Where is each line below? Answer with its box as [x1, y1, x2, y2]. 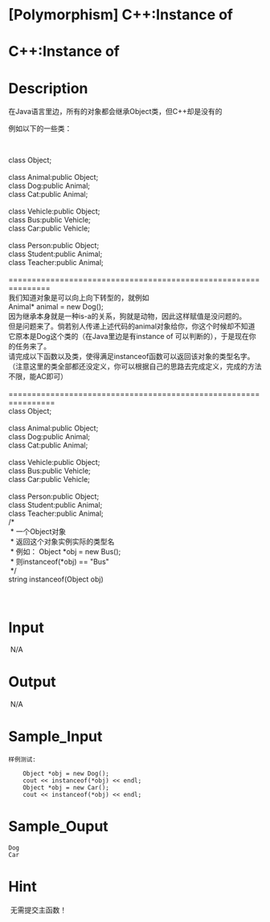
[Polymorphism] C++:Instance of [8, 6, 234, 24]
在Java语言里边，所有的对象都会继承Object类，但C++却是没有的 [8, 107, 223, 116]
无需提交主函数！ [10, 905, 67, 915]
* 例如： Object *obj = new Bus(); [10, 547, 121, 557]
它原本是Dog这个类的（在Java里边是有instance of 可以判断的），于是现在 [8, 332, 249, 341]
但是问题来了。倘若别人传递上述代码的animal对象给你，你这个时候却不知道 [8, 321, 256, 331]
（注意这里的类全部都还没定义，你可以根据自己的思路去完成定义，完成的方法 [8, 361, 262, 371]
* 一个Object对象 [10, 527, 67, 536]
